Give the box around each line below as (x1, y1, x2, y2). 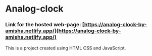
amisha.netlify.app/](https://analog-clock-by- (5, 27, 121, 34)
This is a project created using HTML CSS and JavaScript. (5, 45, 126, 51)
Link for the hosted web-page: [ (5, 21, 85, 28)
